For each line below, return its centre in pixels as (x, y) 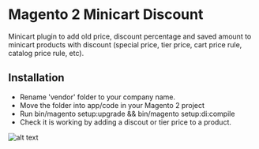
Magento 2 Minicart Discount (106, 15)
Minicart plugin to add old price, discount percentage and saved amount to (130, 36)
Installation (36, 78)
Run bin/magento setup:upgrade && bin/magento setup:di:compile (127, 114)
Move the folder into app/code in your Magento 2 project (112, 105)
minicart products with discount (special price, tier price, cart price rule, (125, 44)
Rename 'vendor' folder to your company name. (98, 97)
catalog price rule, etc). (46, 53)
